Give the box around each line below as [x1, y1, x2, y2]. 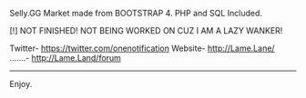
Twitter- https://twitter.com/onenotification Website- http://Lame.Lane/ [9, 43, 275, 54]
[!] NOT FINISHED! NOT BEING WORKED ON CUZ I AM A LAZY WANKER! [9, 25, 283, 35]
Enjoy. [9, 79, 33, 89]
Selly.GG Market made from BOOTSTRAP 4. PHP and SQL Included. [9, 8, 262, 18]
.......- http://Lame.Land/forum [9, 53, 121, 63]
